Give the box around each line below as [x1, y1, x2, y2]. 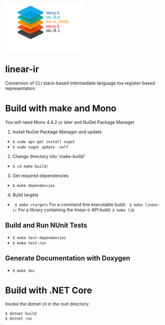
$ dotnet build [5, 311, 37, 317]
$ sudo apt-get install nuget [12, 139, 76, 144]
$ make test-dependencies [12, 235, 66, 240]
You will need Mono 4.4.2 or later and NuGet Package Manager [5, 119, 135, 125]
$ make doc [12, 268, 35, 273]
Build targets [12, 192, 39, 198]
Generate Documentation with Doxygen [5, 254, 131, 262]
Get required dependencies [12, 172, 69, 178]
